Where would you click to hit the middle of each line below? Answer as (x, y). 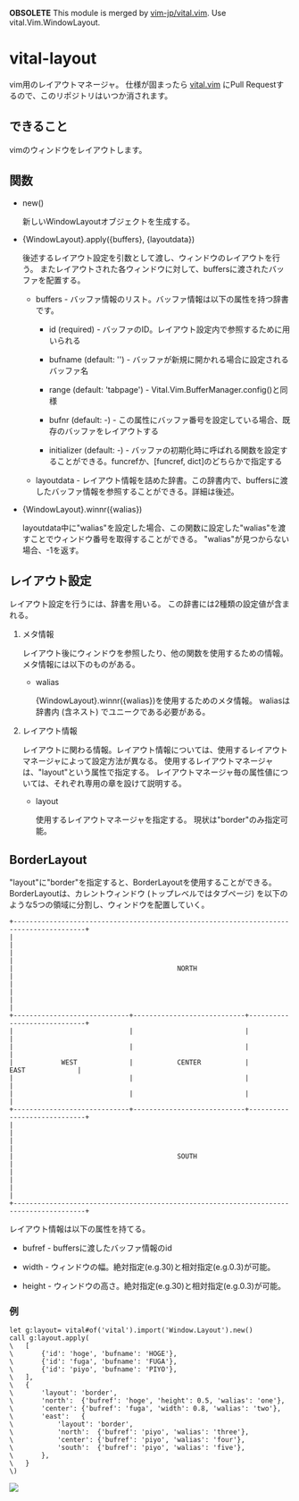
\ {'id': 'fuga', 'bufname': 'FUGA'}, (93, 1362)
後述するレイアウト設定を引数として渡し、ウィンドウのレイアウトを (147, 258)
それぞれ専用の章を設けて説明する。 (120, 784)
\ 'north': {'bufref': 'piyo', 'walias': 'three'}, (129, 1432)
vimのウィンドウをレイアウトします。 (78, 149)
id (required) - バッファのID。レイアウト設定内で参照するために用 (169, 329)
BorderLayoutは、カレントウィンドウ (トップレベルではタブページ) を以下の (149, 894)
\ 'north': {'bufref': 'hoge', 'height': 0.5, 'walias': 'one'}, (147, 1401)
